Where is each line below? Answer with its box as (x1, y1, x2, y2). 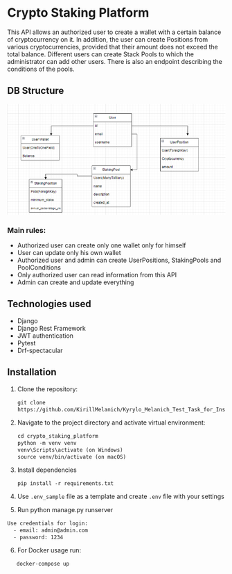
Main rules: (7, 225, 46, 235)
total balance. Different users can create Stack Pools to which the (7, 50, 194, 58)
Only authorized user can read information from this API (17, 270, 177, 279)
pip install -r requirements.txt (17, 479, 114, 487)
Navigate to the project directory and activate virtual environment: (17, 418, 206, 427)
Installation (7, 366, 57, 378)
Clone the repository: (17, 384, 78, 393)
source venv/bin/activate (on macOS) (17, 453, 127, 460)
